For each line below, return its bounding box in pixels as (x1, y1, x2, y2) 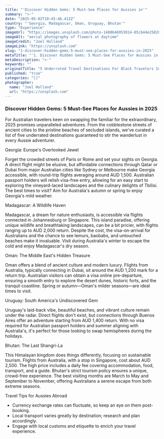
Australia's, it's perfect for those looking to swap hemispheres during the (5, 328, 152, 334)
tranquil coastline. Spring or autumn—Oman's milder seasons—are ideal (5, 283, 150, 289)
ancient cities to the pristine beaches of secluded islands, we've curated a (5, 127, 155, 133)
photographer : (5, 80, 34, 85)
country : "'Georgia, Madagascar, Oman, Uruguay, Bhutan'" (5, 21, 125, 26)
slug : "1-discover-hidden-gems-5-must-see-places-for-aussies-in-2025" (5, 48, 154, 53)
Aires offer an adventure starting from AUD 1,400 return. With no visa (5, 317, 144, 323)
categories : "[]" (5, 75, 41, 80)
